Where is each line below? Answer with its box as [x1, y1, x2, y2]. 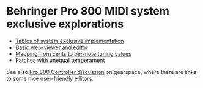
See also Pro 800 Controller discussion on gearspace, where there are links [6, 68, 197, 75]
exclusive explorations [6, 17, 124, 31]
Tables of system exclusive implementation [15, 37, 124, 44]
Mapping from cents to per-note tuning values [15, 50, 131, 57]
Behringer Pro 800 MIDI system [6, 4, 169, 18]
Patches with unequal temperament [15, 56, 105, 64]
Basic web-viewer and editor [15, 44, 88, 51]
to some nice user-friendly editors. [6, 75, 94, 82]
